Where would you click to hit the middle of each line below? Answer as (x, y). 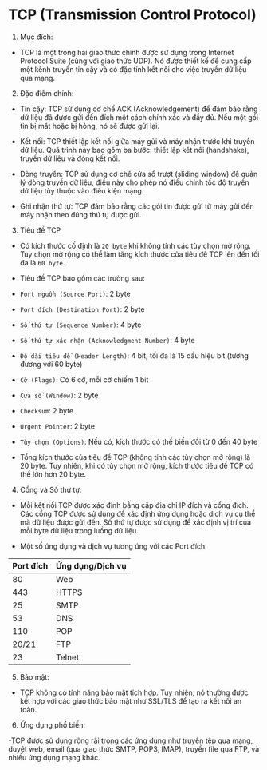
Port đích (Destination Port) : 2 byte (82, 309)
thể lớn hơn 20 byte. (53, 474)
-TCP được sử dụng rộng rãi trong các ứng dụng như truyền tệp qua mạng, (131, 740)
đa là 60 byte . (42, 262)
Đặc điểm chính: (47, 93)
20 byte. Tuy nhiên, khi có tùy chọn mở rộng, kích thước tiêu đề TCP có (137, 465)
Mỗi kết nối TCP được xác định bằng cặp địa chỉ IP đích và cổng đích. (134, 505)
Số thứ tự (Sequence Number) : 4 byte (80, 325)
